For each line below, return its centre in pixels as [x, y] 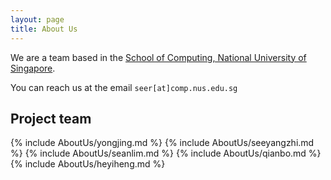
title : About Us [44, 29]
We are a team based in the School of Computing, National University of [158, 57]
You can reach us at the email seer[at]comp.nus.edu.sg [124, 87]
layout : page [37, 19]
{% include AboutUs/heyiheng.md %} [88, 164]
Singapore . [33, 68]
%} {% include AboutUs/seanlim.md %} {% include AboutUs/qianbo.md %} [166, 153]
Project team [51, 118]
